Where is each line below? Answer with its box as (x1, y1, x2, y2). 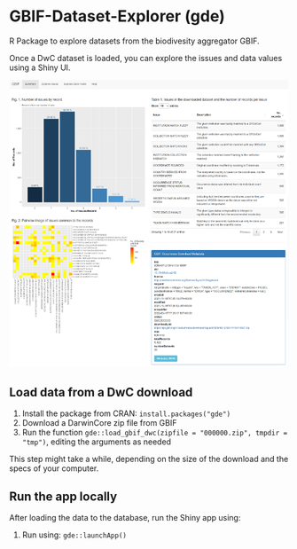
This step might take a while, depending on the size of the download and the (9, 454, 289, 465)
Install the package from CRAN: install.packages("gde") (21, 408, 231, 419)
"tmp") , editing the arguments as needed (21, 436, 171, 447)
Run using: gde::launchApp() (21, 529, 127, 540)
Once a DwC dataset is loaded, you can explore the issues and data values (9, 52, 283, 63)
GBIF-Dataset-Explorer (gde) (9, 6, 226, 27)
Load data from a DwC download (9, 384, 193, 400)
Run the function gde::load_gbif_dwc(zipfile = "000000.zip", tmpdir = (21, 427, 288, 438)
